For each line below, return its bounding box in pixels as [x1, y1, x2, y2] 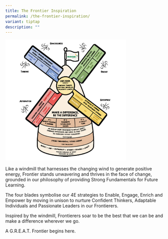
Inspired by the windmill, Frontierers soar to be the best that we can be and [5, 212, 163, 219]
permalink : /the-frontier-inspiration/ [5, 13, 90, 19]
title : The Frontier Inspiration [5, 8, 77, 13]
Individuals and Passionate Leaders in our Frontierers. [5, 203, 118, 209]
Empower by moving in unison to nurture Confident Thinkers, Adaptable [5, 197, 157, 204]
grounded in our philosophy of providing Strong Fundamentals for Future [5, 177, 158, 183]
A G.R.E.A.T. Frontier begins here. [5, 228, 76, 234]
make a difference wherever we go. [5, 218, 80, 224]
